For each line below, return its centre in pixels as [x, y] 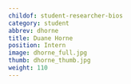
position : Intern [37, 46]
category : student [39, 23]
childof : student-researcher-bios [66, 16]
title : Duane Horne [41, 38]
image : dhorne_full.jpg [48, 53]
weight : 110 [28, 68]
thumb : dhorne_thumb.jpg [50, 61]
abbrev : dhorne [34, 30]
